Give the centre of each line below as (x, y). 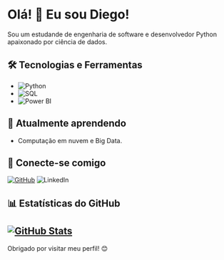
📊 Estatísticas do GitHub (64, 203)
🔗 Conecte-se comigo (57, 163)
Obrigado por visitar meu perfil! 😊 (58, 248)
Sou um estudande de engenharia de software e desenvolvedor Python (112, 34)
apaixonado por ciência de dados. (57, 41)
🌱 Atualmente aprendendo (67, 124)
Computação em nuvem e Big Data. (70, 140)
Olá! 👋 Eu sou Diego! (68, 15)
